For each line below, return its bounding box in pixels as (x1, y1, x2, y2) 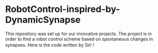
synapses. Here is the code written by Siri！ (5, 41, 97, 48)
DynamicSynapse (5, 14, 81, 25)
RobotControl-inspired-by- (5, 3, 120, 15)
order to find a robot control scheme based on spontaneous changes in (5, 36, 153, 42)
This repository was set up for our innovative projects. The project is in (5, 30, 152, 36)
